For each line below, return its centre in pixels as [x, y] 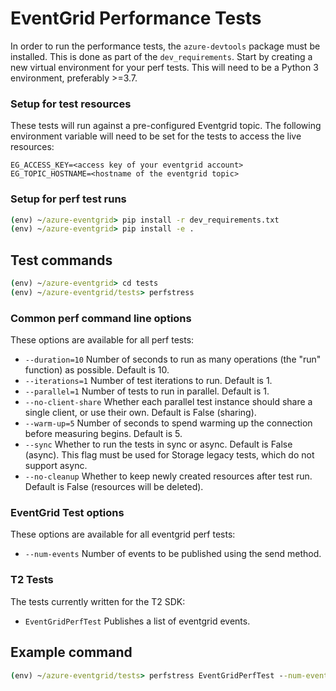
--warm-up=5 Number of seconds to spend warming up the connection [168, 423]
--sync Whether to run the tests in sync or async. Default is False [158, 444]
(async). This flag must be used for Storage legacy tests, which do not [169, 455]
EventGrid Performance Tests [136, 18]
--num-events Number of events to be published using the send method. [173, 554]
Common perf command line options [101, 318]
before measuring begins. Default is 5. [103, 434]
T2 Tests [32, 580]
